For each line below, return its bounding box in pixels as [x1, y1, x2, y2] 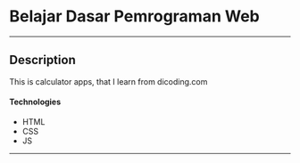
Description [9, 53, 76, 68]
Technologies [9, 96, 62, 108]
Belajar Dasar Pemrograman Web [9, 6, 261, 27]
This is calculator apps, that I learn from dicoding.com [9, 76, 208, 86]
